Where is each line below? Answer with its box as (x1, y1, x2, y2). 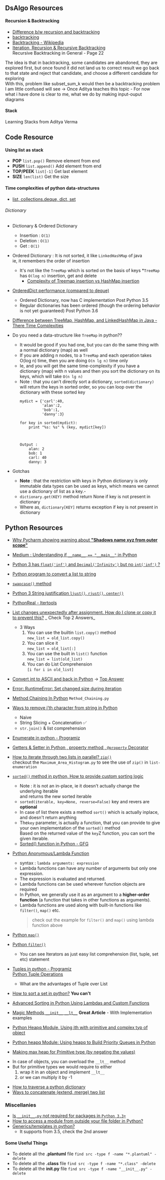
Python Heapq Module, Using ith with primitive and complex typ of (12, 1024, 148, 1030)
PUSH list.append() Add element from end (12, 163, 102, 169)
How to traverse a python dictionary (12, 1084, 85, 1090)
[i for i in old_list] (27, 667, 74, 672)
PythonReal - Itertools (12, 600, 57, 606)
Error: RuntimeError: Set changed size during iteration (12, 685, 122, 691)
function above (32, 922, 63, 928)
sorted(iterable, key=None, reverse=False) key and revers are (19, 798, 150, 804)
